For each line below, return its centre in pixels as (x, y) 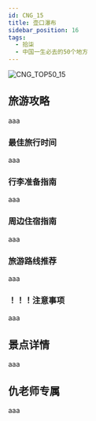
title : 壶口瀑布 (32, 23)
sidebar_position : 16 (44, 30)
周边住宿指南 (33, 221)
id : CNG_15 (26, 15)
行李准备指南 (33, 182)
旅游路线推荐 (33, 260)
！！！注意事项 (37, 300)
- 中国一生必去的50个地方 (52, 52)
